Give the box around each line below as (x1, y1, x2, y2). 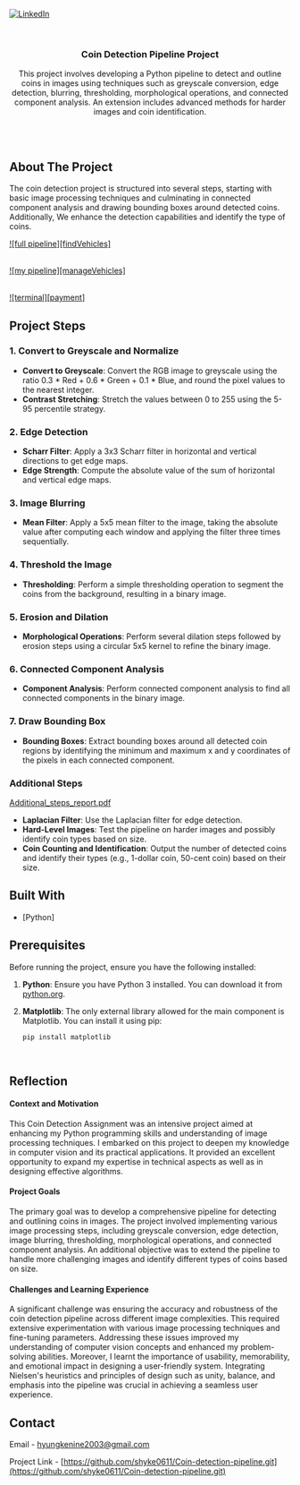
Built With (9, 888, 65, 903)
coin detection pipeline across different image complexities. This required (9, 1313, 279, 1324)
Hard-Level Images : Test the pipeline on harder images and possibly (21, 824, 276, 834)
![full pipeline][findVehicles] (9, 238, 112, 250)
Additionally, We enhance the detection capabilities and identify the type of (9, 211, 286, 223)
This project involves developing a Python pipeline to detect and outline (18, 68, 282, 80)
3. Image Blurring (9, 497, 86, 509)
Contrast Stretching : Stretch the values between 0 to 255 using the (21, 394, 272, 405)
